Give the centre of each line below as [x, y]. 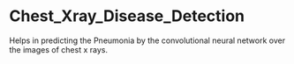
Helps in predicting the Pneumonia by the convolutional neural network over [147, 40]
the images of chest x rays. [59, 49]
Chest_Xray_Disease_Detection [127, 16]
